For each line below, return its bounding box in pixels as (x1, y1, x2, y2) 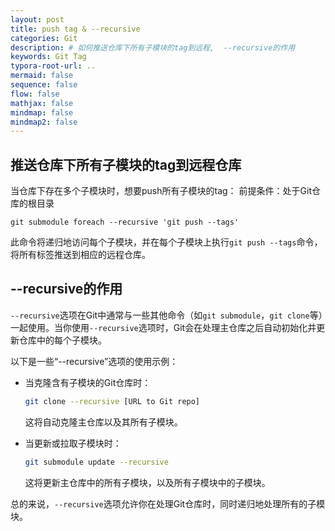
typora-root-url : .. (10, 61, 97, 71)
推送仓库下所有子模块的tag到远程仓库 (10, 156, 242, 173)
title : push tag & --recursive (10, 24, 141, 34)
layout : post (10, 14, 65, 25)
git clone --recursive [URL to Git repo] (24, 396, 201, 406)
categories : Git (10, 33, 78, 43)
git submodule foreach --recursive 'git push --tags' (10, 217, 240, 228)
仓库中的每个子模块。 (18, 334, 107, 346)
